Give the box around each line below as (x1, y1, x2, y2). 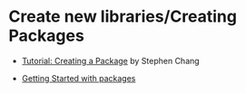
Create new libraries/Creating (8, 6, 238, 27)
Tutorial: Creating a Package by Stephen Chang (21, 55, 201, 66)
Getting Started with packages (21, 72, 136, 83)
